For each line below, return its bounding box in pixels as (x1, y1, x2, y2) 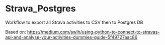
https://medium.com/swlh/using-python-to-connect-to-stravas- (27, 29, 160, 35)
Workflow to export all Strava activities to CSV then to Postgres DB (5, 19, 143, 25)
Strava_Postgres (5, 3, 76, 14)
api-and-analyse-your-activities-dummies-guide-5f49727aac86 (5, 34, 138, 40)
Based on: (5, 29, 26, 35)
